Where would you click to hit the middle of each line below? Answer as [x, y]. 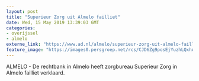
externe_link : [24, 45]
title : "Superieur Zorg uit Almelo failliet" [63, 17]
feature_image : [25, 50]
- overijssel [22, 33]
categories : [21, 28]
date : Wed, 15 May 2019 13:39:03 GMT [53, 22]
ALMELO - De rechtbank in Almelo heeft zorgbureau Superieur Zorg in [92, 66]
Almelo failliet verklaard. [36, 72]
